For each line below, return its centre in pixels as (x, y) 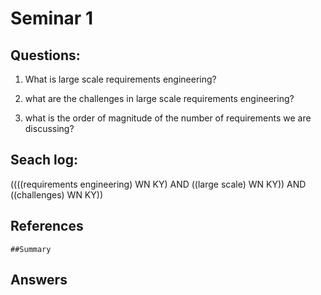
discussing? (49, 128)
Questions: (45, 55)
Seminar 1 (51, 18)
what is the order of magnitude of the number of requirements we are (168, 118)
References (47, 226)
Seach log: (44, 160)
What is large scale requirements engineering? (120, 79)
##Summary (31, 249)
